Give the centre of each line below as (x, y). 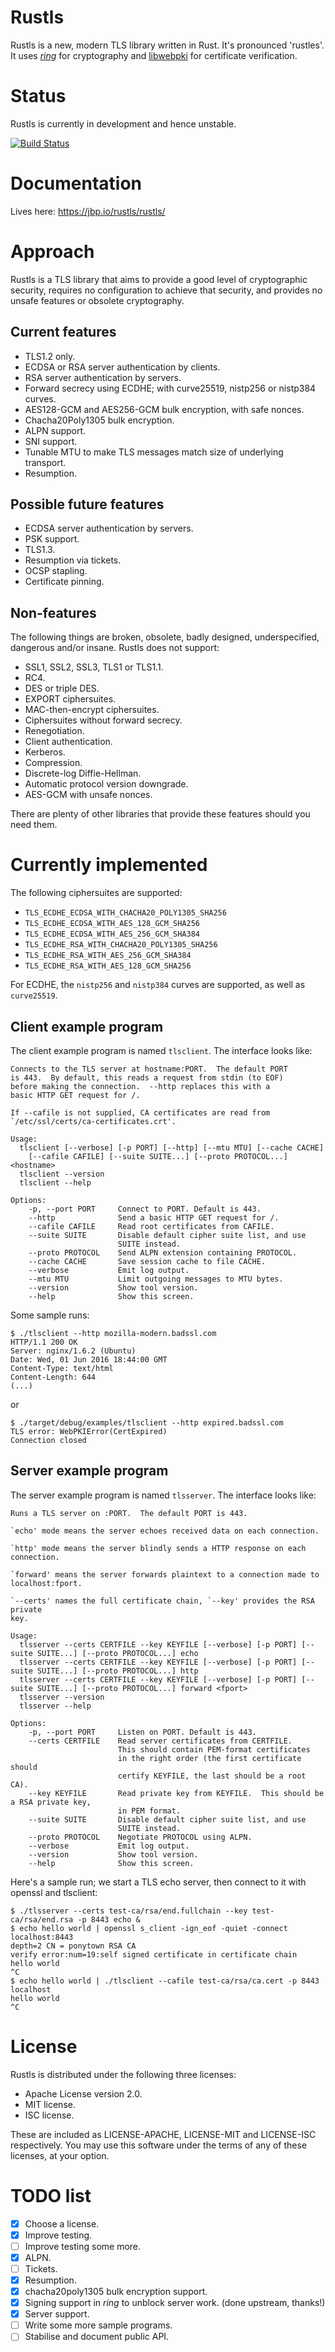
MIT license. (50, 2104)
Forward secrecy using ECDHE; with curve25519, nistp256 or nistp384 (170, 388)
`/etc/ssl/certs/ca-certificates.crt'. (93, 1121)
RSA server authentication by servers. (103, 377)
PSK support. (52, 539)
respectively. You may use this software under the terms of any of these (159, 2145)
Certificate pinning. (64, 582)
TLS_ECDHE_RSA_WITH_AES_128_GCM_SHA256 (108, 966)
